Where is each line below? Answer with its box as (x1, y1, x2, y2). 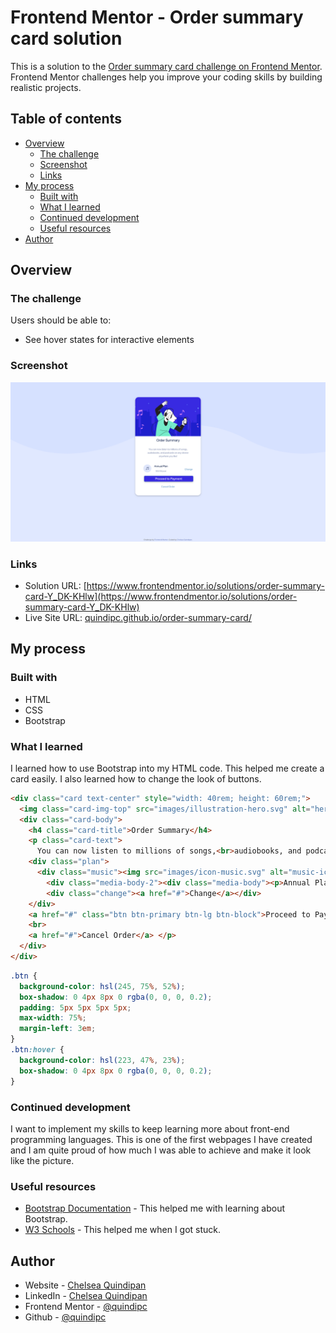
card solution (10, 27, 123, 50)
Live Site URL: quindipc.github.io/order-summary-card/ (24, 611, 252, 623)
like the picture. (10, 1154, 75, 1166)
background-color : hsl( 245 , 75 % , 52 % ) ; (19, 981, 186, 991)
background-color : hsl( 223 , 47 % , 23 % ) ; (19, 1055, 186, 1065)
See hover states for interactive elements (24, 334, 195, 346)
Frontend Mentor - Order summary (10, 6, 304, 29)
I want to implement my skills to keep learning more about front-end (10, 1122, 290, 1135)
